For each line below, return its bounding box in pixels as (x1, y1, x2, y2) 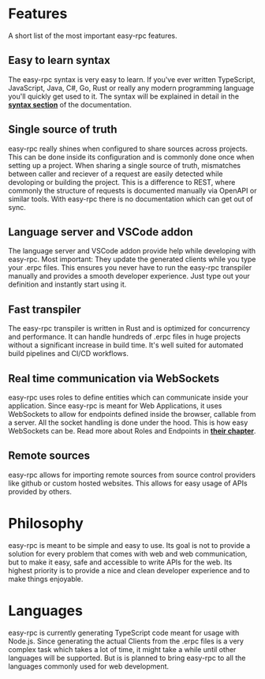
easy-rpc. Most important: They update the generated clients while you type (8, 254, 256, 264)
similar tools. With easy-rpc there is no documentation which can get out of (8, 194, 254, 204)
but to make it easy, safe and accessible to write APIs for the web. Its (8, 557, 233, 567)
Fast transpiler (8, 302, 81, 316)
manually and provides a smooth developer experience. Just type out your (8, 272, 250, 281)
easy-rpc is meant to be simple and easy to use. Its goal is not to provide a (8, 540, 251, 550)
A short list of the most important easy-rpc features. (8, 31, 177, 40)
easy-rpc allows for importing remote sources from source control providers (8, 470, 256, 479)
